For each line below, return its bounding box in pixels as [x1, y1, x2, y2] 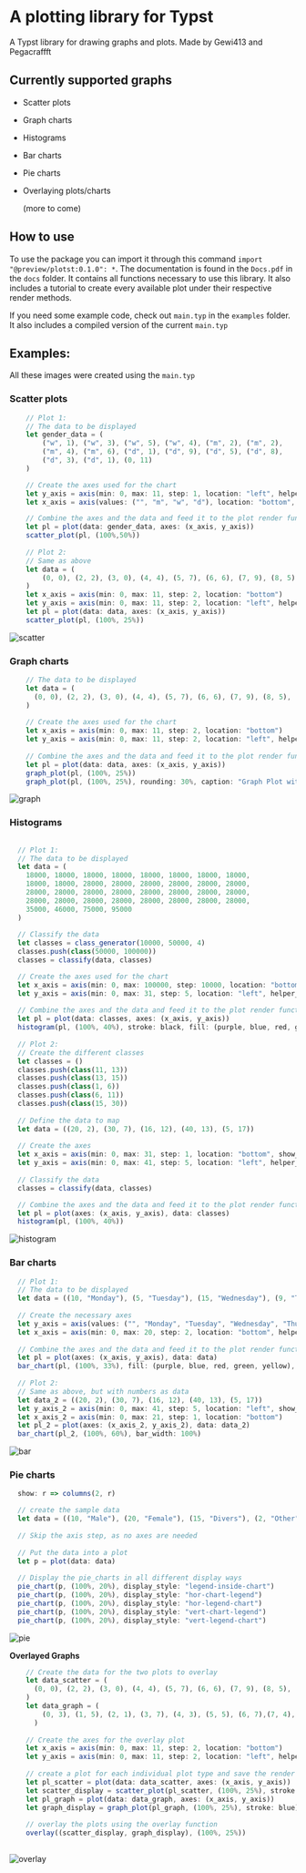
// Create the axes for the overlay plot [25, 1735, 185, 1745]
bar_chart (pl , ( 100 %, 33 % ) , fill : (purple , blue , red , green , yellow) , [17, 1362, 296, 1371]
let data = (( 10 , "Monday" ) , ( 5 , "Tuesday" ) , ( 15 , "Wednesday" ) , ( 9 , [17, 1294, 288, 1304]
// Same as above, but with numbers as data [17, 1387, 189, 1396]
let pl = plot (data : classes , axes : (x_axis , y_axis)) [17, 1014, 230, 1024]
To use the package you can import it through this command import [9, 253, 263, 264]
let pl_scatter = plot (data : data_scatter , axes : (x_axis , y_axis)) [25, 1777, 291, 1786]
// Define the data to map [17, 1116, 120, 1125]
